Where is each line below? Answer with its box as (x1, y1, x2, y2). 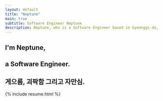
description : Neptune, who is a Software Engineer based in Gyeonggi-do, (5, 25, 159, 30)
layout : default (5, 7, 38, 12)
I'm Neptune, (5, 43, 46, 52)
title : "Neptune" (5, 12, 41, 17)
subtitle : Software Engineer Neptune (5, 20, 82, 26)
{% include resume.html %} (5, 91, 61, 97)
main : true (5, 16, 27, 21)
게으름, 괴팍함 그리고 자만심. (5, 78, 85, 86)
